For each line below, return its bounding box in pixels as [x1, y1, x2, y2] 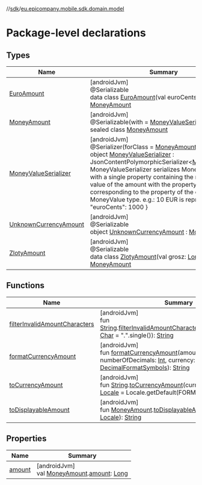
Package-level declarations [6, 26, 146, 40]
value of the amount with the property [90, 181, 197, 188]
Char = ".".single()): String [100, 331, 174, 339]
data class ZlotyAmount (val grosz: [90, 253, 186, 261]
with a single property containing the [90, 173, 194, 181]
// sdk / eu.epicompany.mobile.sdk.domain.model [6, 5, 124, 12]
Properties [6, 433, 47, 444]
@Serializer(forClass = [90, 143, 155, 151]
